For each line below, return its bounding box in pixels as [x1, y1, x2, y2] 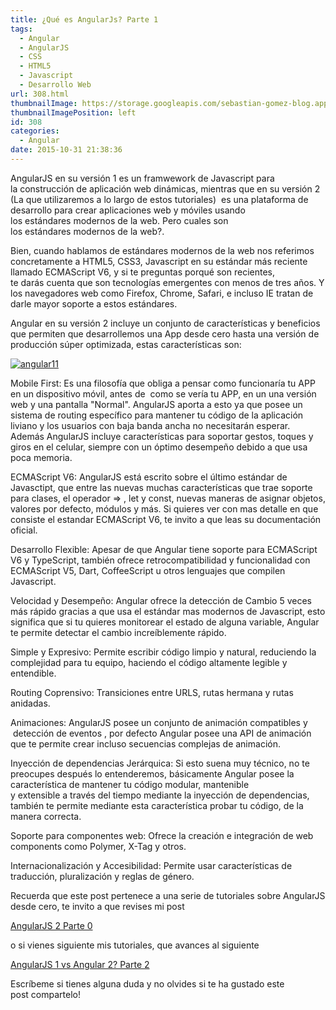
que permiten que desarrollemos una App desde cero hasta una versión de [10, 327, 320, 340]
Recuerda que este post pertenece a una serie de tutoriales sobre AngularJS [10, 889, 326, 901]
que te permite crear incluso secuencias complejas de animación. [10, 737, 281, 750]
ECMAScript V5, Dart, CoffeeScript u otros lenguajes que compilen [10, 564, 286, 576]
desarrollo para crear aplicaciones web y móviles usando [10, 204, 246, 216]
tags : [10, 24, 33, 34]
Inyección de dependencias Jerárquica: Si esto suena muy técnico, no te [10, 757, 310, 769]
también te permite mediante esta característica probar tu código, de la [10, 799, 304, 811]
